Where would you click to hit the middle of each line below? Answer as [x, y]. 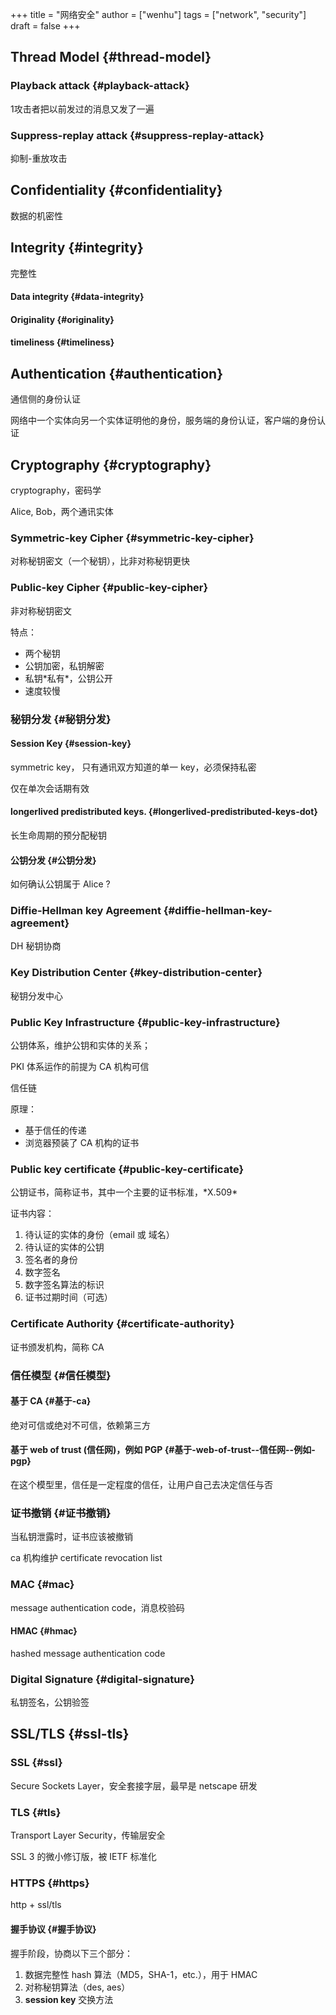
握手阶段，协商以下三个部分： [71, 1953]
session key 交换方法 [69, 1999]
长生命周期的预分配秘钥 [58, 835]
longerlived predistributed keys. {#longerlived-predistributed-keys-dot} [164, 812]
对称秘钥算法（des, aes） [77, 1987]
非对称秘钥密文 [41, 610]
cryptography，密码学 [56, 490]
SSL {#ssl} [36, 1763]
